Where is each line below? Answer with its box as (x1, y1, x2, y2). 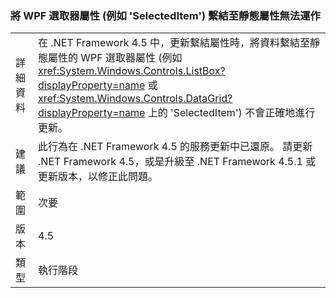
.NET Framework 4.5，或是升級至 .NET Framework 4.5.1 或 (38, 155, 317, 169)
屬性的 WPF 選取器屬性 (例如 (48, 51, 183, 65)
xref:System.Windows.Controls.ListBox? (38, 64, 226, 78)
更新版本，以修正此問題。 (38, 170, 159, 184)
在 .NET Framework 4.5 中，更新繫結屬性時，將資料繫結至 (38, 36, 311, 50)
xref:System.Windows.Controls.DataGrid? (38, 92, 233, 106)
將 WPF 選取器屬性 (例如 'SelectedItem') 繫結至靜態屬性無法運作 (10, 8, 321, 22)
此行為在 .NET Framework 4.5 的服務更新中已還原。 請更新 (38, 140, 313, 154)
